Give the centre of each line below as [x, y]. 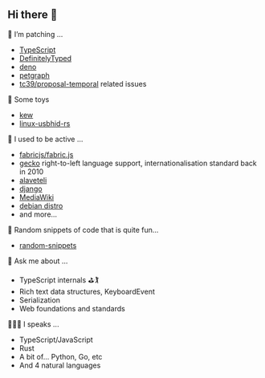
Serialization [40, 300]
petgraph [34, 75]
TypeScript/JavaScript [56, 339]
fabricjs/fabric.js [46, 154]
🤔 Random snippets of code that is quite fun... [83, 230]
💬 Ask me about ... [38, 261]
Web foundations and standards [72, 308]
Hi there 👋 [33, 15]
